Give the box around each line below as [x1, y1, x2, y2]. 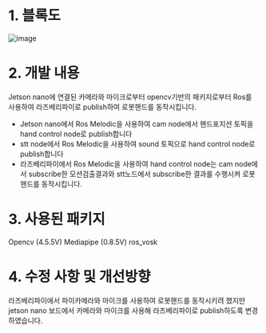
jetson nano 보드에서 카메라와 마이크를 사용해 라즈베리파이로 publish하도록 [8, 305, 244, 315]
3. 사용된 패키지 [8, 211, 105, 228]
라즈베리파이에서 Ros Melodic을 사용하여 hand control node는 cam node [19, 158, 252, 168]
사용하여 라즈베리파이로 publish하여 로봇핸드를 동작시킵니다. [8, 102, 197, 111]
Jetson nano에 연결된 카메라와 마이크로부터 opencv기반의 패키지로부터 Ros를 [8, 92, 252, 102]
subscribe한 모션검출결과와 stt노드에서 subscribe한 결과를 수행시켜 [28, 169, 241, 179]
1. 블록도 [8, 6, 62, 25]
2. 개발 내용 [8, 64, 80, 82]
